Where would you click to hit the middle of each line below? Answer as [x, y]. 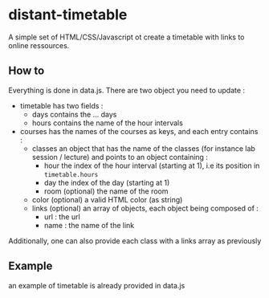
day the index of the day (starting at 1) [107, 182]
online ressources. [39, 45]
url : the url [62, 216]
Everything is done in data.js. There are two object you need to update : [127, 90]
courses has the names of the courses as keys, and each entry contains [139, 131]
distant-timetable [68, 15]
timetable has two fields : [61, 105]
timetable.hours [71, 174]
